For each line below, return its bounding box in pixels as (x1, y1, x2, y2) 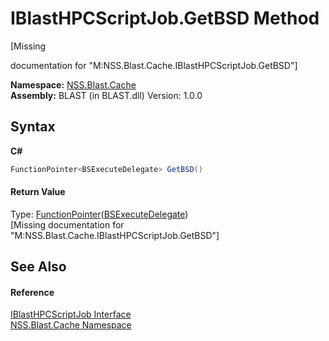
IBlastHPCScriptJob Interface (10, 308, 132, 321)
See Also (10, 258, 67, 276)
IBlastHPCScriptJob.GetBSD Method (10, 7, 320, 30)
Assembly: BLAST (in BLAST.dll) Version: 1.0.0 (10, 89, 203, 101)
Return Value (10, 186, 66, 198)
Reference (10, 286, 55, 298)
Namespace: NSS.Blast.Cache (10, 78, 137, 91)
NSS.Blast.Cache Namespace (10, 319, 132, 331)
